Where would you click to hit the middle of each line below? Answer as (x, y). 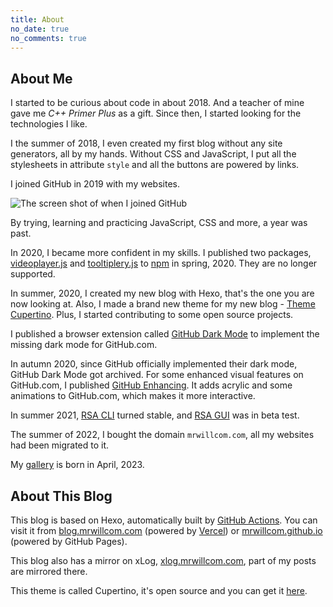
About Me (41, 78)
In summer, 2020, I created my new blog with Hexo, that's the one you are (162, 293)
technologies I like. (49, 124)
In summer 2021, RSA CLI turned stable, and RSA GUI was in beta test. (155, 415)
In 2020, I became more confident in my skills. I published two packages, (161, 253)
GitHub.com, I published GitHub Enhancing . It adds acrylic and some (151, 385)
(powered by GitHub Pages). (69, 541)
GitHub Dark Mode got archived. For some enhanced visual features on (157, 375)
